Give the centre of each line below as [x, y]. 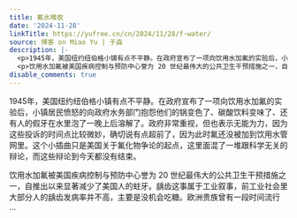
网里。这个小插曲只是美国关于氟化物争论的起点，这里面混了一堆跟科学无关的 [148, 145]
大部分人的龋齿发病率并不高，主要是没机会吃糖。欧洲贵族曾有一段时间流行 [145, 197]
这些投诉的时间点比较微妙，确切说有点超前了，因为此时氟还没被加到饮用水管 [148, 134]
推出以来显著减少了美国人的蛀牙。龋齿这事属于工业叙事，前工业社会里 [160, 185]
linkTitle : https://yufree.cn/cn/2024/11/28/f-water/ [110, 34]
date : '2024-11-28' [45, 26]
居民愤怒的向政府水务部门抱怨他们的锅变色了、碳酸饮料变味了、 [164, 112]
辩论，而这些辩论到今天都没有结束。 [75, 156]
